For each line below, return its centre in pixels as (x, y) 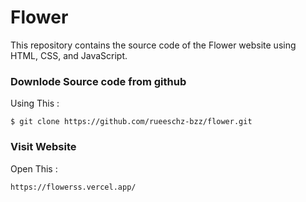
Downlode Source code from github (98, 81)
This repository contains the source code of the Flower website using (153, 45)
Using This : (35, 103)
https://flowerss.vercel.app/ (73, 187)
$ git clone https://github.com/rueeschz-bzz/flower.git (131, 122)
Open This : (34, 168)
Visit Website (43, 147)
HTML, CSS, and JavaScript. (69, 55)
